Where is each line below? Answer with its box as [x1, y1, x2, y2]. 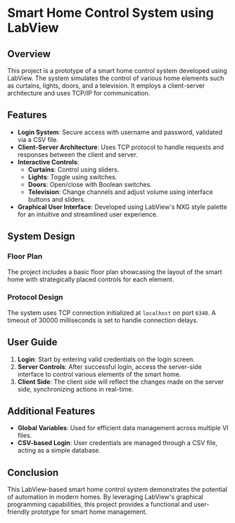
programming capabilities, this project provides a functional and [7, 501, 192, 509]
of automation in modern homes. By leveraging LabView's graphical [7, 493, 204, 501]
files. [17, 431, 32, 440]
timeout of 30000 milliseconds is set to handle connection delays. [7, 316, 198, 324]
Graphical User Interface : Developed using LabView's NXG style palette [17, 202, 227, 211]
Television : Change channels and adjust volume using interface [27, 188, 213, 196]
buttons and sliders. [27, 195, 86, 203]
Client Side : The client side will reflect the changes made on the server [17, 377, 224, 386]
